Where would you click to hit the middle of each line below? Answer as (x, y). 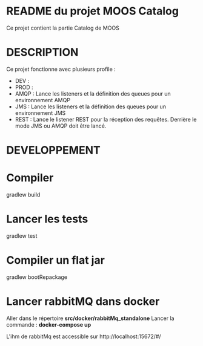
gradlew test (22, 236)
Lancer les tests (47, 219)
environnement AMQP (43, 100)
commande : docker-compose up (49, 324)
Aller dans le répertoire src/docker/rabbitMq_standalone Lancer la (90, 318)
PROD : (24, 87)
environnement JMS (40, 113)
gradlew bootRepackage (37, 277)
